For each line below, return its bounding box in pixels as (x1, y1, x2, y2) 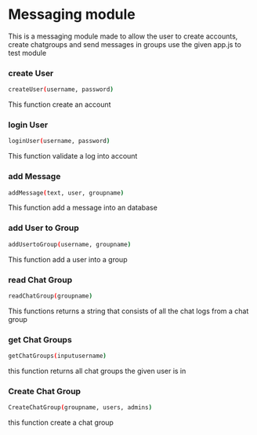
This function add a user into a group (8, 254, 128, 264)
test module (8, 48, 47, 57)
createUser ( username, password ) (8, 86, 114, 93)
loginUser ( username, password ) (8, 137, 110, 145)
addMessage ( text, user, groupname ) (8, 188, 125, 197)
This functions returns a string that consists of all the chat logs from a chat (8, 306, 249, 316)
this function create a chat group (8, 418, 114, 427)
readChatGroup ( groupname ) (8, 292, 92, 300)
